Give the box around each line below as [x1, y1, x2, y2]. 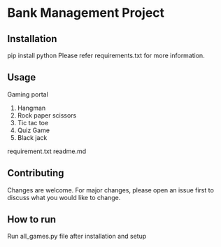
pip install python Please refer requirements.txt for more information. [7, 51, 205, 59]
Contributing [7, 167, 64, 179]
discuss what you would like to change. [7, 193, 121, 202]
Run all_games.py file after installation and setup [7, 232, 147, 241]
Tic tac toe [17, 118, 49, 127]
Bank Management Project [7, 5, 165, 21]
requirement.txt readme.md [7, 147, 87, 155]
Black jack [17, 133, 48, 141]
